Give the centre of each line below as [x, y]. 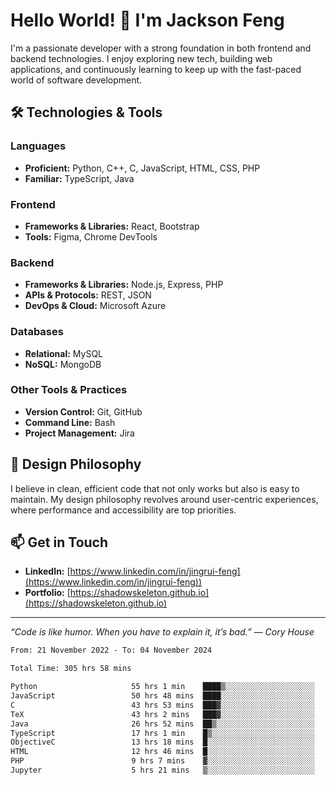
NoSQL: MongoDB [63, 364]
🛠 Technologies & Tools [86, 112]
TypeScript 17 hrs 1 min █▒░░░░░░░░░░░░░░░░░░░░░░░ [162, 733]
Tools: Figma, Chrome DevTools [91, 236]
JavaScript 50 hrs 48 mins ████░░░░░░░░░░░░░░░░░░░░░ [162, 696]
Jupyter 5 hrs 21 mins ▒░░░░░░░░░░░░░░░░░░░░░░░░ [162, 770]
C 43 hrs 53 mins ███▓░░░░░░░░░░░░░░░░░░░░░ [162, 705]
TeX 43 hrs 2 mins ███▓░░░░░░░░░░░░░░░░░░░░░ [162, 714]
